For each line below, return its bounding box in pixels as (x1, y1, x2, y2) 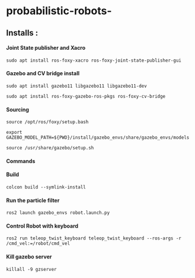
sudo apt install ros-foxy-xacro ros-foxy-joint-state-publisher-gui (6, 57, 182, 63)
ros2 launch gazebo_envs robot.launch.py (6, 210, 110, 216)
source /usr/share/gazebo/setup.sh (6, 145, 94, 151)
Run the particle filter (6, 197, 60, 204)
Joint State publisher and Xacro (6, 44, 86, 52)
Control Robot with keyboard (6, 222, 79, 229)
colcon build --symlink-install (6, 184, 86, 190)
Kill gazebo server (6, 253, 52, 260)
